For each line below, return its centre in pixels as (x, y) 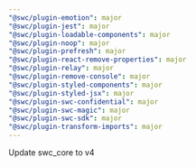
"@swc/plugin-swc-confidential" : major (84, 102)
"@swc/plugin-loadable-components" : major (89, 34)
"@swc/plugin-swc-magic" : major (69, 110)
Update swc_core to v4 (52, 153)
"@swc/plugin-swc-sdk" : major (65, 118)
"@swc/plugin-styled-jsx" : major (71, 93)
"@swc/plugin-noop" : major (59, 43)
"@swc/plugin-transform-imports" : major (86, 127)
